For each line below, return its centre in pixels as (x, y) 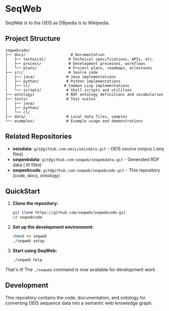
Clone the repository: (35, 203)
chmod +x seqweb (30, 236)
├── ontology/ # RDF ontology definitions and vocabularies (84, 94)
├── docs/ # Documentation (55, 55)
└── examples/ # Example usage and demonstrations (74, 121)
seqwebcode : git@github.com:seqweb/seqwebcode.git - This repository (86, 170)
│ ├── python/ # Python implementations (63, 81)
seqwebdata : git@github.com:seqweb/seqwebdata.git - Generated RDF (86, 159)
